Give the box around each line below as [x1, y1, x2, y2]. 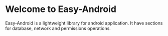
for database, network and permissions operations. [5, 25, 111, 31]
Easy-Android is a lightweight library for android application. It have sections [5, 20, 163, 26]
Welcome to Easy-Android [5, 3, 117, 15]
